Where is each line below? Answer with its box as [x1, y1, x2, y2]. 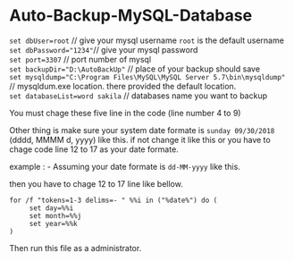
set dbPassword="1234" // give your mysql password [9, 44, 198, 55]
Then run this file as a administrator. [9, 242, 142, 253]
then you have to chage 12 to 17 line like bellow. [9, 178, 183, 189]
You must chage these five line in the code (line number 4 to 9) [9, 107, 241, 118]
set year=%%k [29, 219, 78, 228]
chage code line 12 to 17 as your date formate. [9, 144, 179, 155]
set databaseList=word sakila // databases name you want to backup [9, 90, 268, 101]
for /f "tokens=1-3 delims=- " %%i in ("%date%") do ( [9, 196, 218, 205]
